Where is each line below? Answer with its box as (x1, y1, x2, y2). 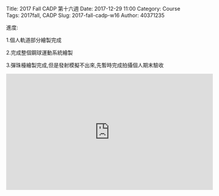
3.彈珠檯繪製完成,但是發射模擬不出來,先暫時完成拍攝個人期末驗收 (6, 61, 164, 68)
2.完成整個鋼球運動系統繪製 (6, 49, 73, 56)
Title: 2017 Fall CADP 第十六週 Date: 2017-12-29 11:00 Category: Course (6, 5, 181, 12)
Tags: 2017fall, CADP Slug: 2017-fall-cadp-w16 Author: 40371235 (6, 12, 165, 19)
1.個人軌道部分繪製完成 (6, 37, 62, 43)
